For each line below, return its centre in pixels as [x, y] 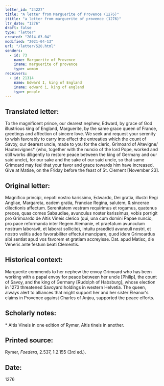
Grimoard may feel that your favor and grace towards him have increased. [80, 165]
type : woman [26, 69]
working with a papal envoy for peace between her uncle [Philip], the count [81, 277]
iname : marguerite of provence [46, 64]
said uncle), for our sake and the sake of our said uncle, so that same [75, 160]
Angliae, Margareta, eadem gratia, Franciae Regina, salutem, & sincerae [77, 203]
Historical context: [34, 260]
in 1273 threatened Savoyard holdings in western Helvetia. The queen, [76, 287]
